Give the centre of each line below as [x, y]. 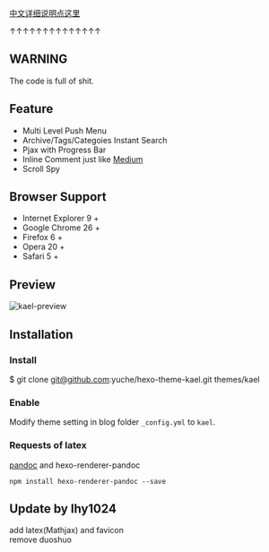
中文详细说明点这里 [45, 13]
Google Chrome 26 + [61, 228]
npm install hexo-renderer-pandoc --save [88, 481]
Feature [31, 109]
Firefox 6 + [42, 237]
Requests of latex [48, 445]
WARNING [39, 60]
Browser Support [58, 197]
